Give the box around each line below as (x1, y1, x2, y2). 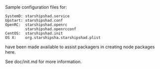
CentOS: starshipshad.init (5, 31, 63, 36)
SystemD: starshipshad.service (5, 14, 70, 19)
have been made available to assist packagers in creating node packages (5, 44, 155, 50)
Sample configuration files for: (5, 4, 67, 10)
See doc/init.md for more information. (5, 59, 82, 65)
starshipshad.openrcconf (25, 27, 77, 32)
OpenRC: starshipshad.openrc (5, 22, 68, 27)
